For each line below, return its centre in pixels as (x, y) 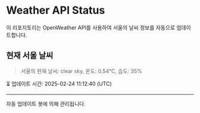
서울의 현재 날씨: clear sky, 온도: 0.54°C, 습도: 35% (81, 71)
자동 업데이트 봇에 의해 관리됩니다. (46, 103)
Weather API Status (56, 10)
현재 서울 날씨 (30, 56)
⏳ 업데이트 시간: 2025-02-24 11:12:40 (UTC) (59, 83)
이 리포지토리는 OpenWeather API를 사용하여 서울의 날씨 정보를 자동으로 (91, 27)
